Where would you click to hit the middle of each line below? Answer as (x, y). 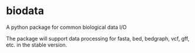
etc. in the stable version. (37, 45)
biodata (25, 11)
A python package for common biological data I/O (66, 27)
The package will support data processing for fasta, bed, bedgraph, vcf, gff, (98, 38)
